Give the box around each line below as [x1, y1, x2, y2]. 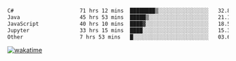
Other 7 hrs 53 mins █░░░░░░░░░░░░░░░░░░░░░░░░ [7, 33, 209, 41]
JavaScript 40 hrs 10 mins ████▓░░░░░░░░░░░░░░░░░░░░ [7, 20, 209, 27]
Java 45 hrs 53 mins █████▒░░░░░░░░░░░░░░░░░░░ [7, 13, 209, 21]
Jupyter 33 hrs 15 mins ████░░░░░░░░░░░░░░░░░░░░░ [7, 27, 209, 34]
